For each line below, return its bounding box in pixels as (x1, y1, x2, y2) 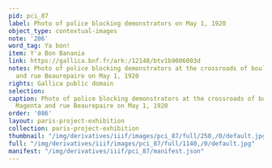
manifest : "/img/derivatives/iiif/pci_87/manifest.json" (8, 147, 205, 155)
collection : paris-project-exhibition (8, 124, 139, 132)
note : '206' (8, 34, 49, 43)
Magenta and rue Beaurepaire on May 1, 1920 (15, 102, 168, 110)
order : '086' (8, 110, 53, 118)
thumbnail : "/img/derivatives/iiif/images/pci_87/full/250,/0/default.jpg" (8, 132, 270, 140)
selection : (8, 86, 45, 95)
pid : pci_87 (8, 11, 49, 20)
